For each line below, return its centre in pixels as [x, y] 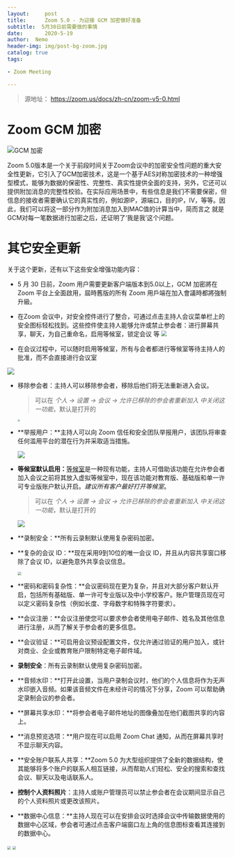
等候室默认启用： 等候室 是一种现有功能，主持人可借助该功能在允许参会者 [121, 468]
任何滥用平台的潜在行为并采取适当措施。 [75, 440]
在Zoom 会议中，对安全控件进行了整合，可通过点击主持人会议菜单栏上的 [121, 316]
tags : [15, 59]
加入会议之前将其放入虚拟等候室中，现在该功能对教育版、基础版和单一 [118, 477]
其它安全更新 [44, 248]
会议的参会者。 [57, 698]
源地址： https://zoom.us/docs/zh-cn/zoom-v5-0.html [102, 99]
